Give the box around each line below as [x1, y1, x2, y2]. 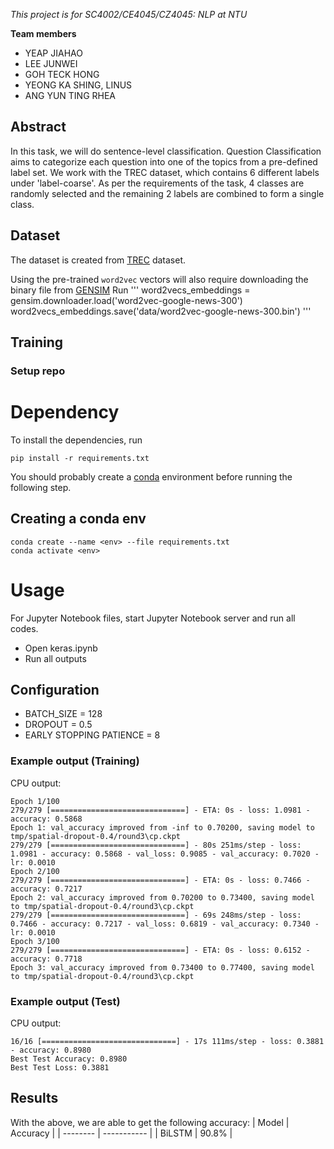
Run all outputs [24, 652, 87, 664]
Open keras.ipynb [24, 642, 98, 654]
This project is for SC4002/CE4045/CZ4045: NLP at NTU [10, 9, 248, 20]
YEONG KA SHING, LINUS [24, 79, 133, 91]
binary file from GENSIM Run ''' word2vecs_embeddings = [10, 284, 251, 296]
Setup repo [10, 364, 66, 378]
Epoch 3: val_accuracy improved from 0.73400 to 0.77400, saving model [10, 962, 315, 973]
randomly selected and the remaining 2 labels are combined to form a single [10, 187, 325, 199]
